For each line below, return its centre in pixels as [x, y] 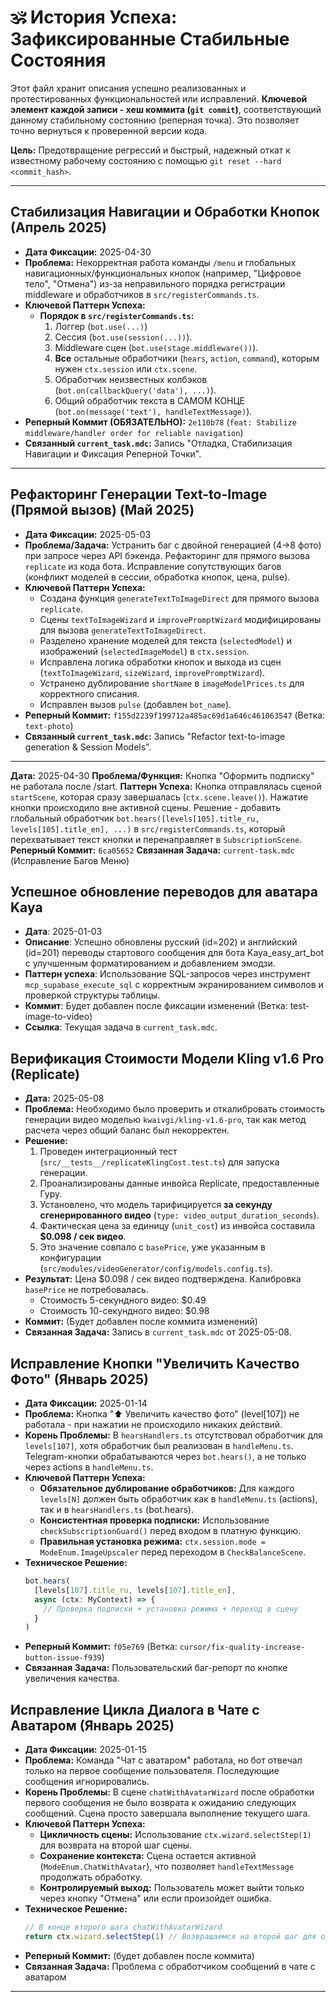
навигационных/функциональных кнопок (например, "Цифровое [163, 273]
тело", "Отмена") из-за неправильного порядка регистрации [155, 283]
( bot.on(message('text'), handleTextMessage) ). [153, 411]
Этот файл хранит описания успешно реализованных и [128, 88]
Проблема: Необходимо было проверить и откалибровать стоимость [175, 1109]
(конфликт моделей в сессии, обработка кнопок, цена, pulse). [157, 577]
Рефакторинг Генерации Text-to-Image [139, 494]
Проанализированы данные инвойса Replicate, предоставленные [179, 1183]
